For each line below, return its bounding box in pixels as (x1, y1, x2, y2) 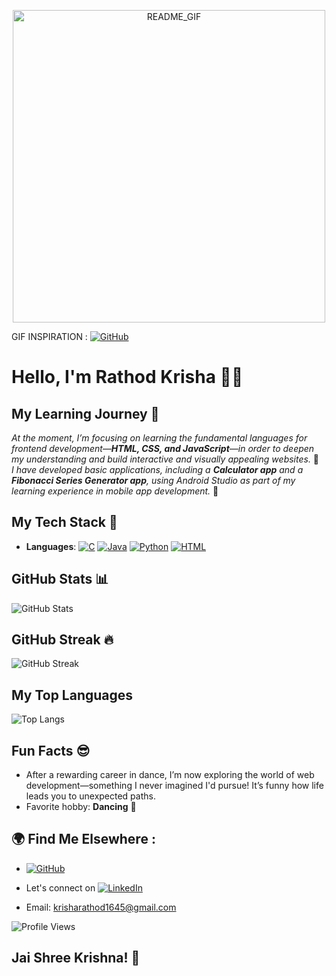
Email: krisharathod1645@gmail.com (25, 901, 177, 913)
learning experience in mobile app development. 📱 (11, 485, 219, 497)
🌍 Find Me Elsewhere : (11, 831, 156, 848)
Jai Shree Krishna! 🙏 (11, 950, 141, 967)
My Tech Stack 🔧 (11, 514, 118, 531)
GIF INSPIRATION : (11, 331, 88, 342)
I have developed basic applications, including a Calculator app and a (11, 464, 304, 475)
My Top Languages (11, 686, 134, 704)
